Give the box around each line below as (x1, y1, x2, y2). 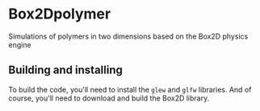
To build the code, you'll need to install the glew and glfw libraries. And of (8, 84, 252, 94)
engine (8, 39, 31, 49)
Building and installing (8, 64, 123, 77)
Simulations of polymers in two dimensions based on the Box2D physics (8, 31, 249, 41)
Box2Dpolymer (8, 5, 111, 23)
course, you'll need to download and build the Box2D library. (8, 93, 210, 103)
